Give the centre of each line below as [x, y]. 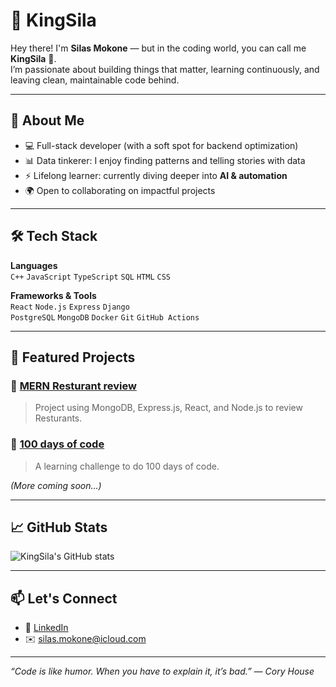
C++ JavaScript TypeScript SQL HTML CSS [90, 277]
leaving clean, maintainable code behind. [95, 80]
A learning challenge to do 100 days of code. [127, 466]
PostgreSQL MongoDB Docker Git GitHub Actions [105, 317]
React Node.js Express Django [70, 307]
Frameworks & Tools [53, 295]
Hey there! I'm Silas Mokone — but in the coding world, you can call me [158, 48]
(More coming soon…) [56, 485]
